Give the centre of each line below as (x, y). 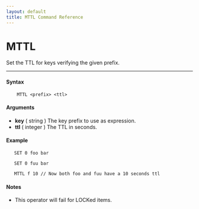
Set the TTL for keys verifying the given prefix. (63, 63)
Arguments (20, 108)
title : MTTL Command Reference (45, 17)
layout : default (26, 12)
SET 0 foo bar (31, 153)
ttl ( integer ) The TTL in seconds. (56, 127)
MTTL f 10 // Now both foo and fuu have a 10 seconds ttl (87, 174)
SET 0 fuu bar (31, 163)
